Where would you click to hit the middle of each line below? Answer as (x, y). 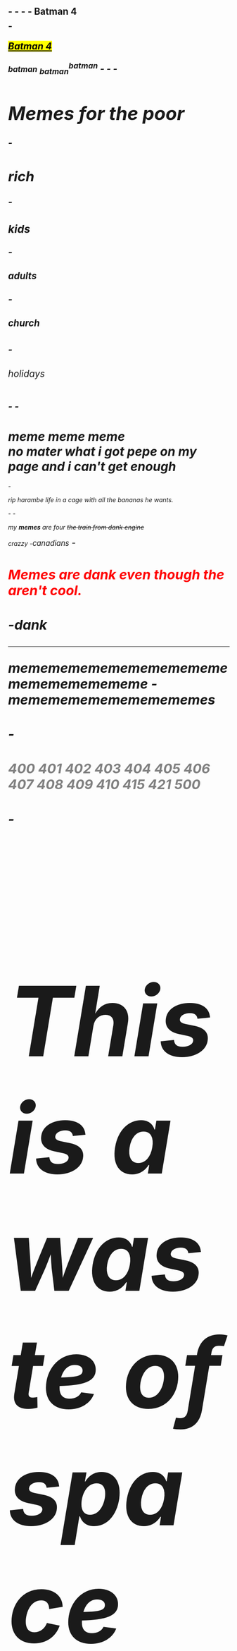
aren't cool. (45, 590)
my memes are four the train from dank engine (76, 527)
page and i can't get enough (92, 467)
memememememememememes (112, 700)
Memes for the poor (96, 114)
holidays (26, 373)
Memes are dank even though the (116, 575)
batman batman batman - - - (63, 69)
